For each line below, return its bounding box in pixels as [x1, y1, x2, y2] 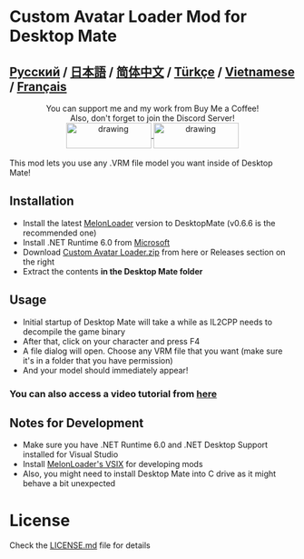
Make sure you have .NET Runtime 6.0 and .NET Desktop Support [22, 439, 269, 451]
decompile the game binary [22, 325, 125, 337]
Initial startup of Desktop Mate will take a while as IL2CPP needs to [22, 316, 273, 327]
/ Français [9, 79, 67, 95]
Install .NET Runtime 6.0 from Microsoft [22, 236, 171, 247]
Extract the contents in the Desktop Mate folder [22, 265, 203, 276]
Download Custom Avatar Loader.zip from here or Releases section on [22, 246, 286, 257]
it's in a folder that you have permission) [22, 354, 174, 365]
